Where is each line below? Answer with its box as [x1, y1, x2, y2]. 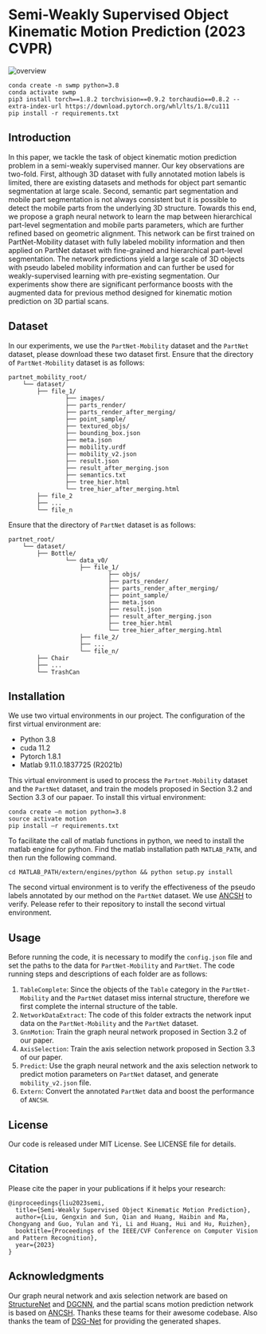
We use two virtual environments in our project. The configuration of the [8, 711, 245, 720]
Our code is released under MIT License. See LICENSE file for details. [8, 1139, 237, 1149]
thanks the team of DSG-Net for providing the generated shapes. [8, 1316, 221, 1326]
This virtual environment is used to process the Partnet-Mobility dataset [8, 776, 248, 786]
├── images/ [65, 394, 105, 402]
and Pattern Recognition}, [8, 1233, 98, 1242]
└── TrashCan [37, 668, 80, 676]
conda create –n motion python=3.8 [8, 808, 127, 816]
